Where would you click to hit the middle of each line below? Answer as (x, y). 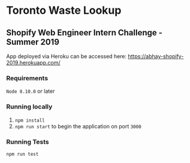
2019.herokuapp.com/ (33, 63)
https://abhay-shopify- (156, 56)
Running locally (29, 107)
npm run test (22, 154)
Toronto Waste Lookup (64, 10)
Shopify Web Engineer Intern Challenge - (85, 33)
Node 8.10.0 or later (31, 91)
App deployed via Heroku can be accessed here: (67, 56)
